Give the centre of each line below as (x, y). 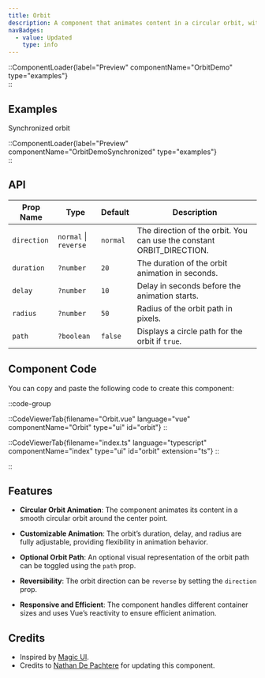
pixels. (149, 318)
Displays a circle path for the (190, 331)
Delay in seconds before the (189, 285)
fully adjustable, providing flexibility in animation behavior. (114, 542)
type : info (40, 45)
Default (116, 212)
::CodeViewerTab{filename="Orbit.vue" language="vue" (99, 419)
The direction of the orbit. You (192, 230)
